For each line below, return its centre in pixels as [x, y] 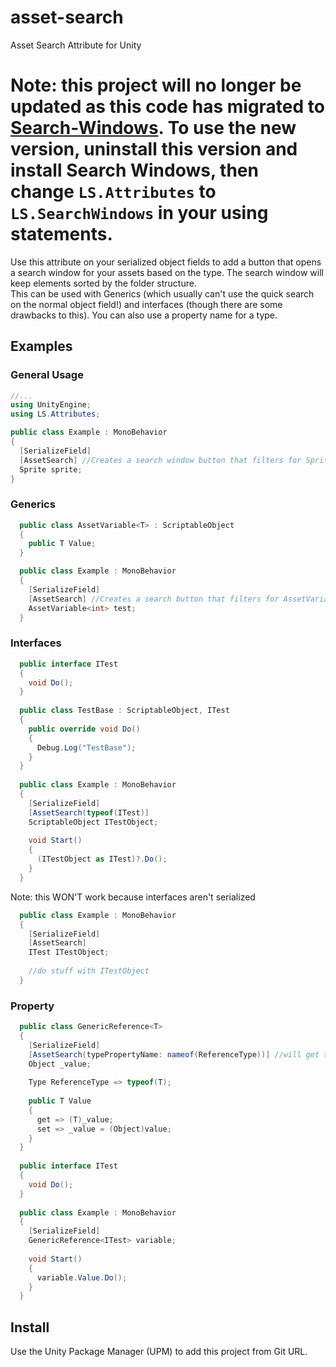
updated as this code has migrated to [167, 107]
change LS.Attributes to [113, 192]
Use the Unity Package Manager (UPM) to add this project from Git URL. [159, 1352]
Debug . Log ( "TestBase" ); [86, 747]
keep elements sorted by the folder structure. [103, 283]
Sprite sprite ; [51, 469]
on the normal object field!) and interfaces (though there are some [146, 304]
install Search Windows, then [134, 170]
